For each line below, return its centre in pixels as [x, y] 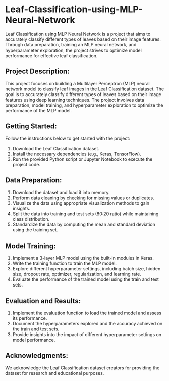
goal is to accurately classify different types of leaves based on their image [83, 94]
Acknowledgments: [37, 355]
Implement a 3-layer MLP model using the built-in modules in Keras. [83, 258]
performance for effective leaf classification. [51, 55]
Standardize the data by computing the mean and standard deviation [84, 225]
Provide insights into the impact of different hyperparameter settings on [87, 334]
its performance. [30, 318]
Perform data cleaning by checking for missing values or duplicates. [83, 198]
